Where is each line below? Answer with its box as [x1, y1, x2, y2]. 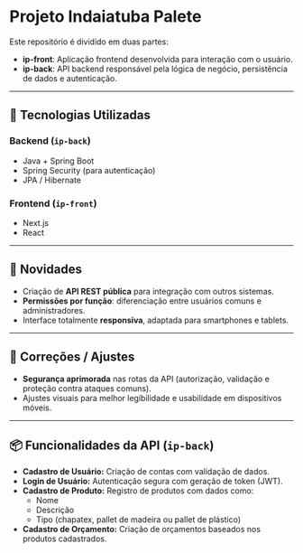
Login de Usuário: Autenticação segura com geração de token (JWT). [22, 476, 283, 487]
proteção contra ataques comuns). [22, 382, 151, 394]
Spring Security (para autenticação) [22, 164, 156, 175]
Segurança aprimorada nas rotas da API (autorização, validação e [22, 373, 271, 384]
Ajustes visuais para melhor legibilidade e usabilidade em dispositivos [22, 392, 282, 403]
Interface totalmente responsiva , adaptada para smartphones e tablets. [22, 314, 289, 325]
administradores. [22, 305, 86, 315]
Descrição [35, 504, 75, 516]
